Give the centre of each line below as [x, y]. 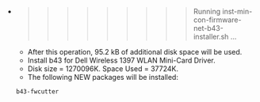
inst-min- [237, 11]
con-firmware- [217, 20]
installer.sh [211, 36]
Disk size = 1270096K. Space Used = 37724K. [103, 69]
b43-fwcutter [37, 92]
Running [207, 11]
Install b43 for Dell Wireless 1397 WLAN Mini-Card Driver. [121, 60]
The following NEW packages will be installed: [103, 77]
